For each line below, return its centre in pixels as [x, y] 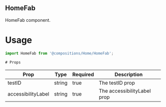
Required [83, 74]
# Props [13, 62]
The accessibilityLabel [125, 91]
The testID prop [117, 83]
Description [128, 74]
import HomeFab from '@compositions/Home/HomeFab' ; [59, 53]
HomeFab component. [28, 20]
